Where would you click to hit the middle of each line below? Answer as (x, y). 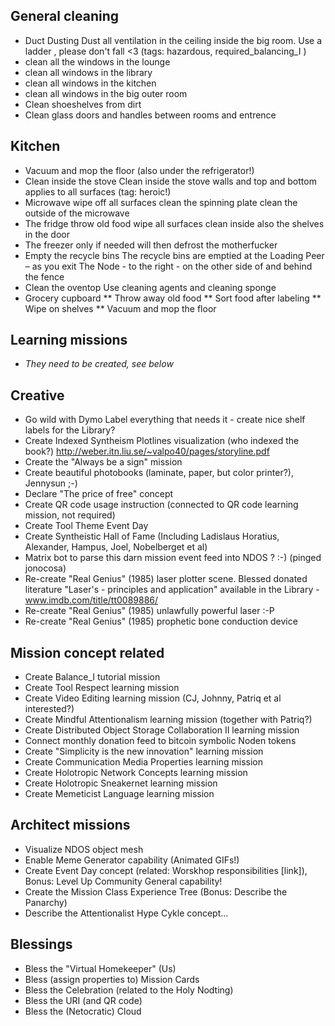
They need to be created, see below (99, 364)
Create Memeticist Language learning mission (119, 794)
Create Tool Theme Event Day (86, 526)
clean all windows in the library (88, 72)
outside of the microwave (77, 213)
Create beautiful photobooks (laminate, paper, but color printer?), (159, 473)
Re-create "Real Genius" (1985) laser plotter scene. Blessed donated (166, 579)
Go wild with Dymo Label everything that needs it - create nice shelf (165, 420)
